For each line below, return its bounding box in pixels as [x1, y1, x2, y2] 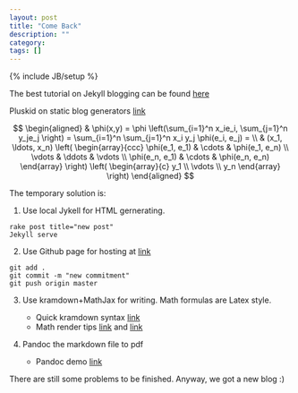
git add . [9, 263, 47, 273]
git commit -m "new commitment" [9, 271, 130, 280]
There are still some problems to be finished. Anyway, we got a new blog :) [9, 373, 285, 385]
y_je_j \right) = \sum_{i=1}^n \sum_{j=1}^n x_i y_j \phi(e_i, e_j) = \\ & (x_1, [18, 132, 283, 143]
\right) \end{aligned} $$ [106, 171, 195, 182]
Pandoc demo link [35, 356, 103, 367]
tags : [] [9, 47, 42, 56]
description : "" [9, 30, 70, 38]
